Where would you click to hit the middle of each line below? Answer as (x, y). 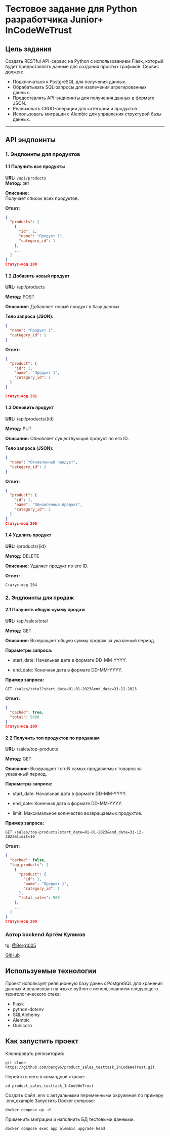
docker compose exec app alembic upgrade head (55, 1128)
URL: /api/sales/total (27, 621)
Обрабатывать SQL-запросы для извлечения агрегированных (79, 87)
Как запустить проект (42, 1041)
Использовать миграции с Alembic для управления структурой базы (87, 114)
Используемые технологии (51, 971)
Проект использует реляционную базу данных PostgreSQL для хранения (84, 983)
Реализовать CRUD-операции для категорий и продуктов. (75, 109)
